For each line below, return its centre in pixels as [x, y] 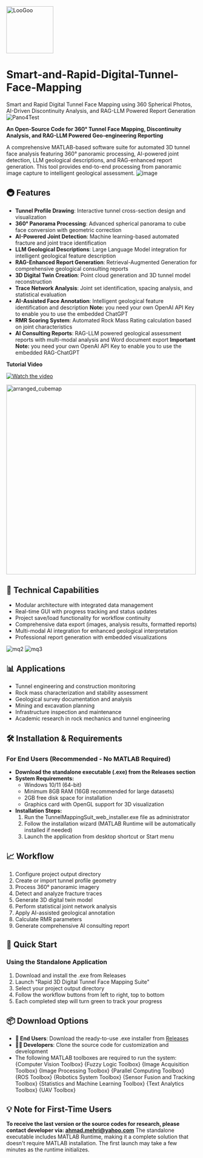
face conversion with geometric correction [68, 230]
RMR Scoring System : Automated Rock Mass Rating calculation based [103, 320]
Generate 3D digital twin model [54, 900]
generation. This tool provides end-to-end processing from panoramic [94, 166]
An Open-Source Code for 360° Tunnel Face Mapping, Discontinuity [94, 129]
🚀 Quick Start [32, 945]
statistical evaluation [41, 295]
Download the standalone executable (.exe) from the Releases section [105, 772]
